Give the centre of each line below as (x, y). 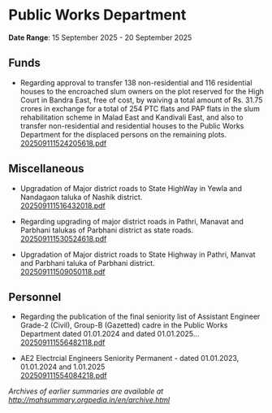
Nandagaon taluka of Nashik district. (81, 197)
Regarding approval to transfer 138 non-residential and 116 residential (136, 82)
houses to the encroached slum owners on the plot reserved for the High (142, 91)
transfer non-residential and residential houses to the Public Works (132, 126)
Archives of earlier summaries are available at (86, 391)
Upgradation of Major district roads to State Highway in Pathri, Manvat (138, 254)
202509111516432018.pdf (63, 206)
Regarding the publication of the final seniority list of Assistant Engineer (140, 317)
